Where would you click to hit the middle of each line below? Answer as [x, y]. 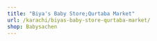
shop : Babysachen [32, 26]
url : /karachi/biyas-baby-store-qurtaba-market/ [79, 20]
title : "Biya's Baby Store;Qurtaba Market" [71, 14]
